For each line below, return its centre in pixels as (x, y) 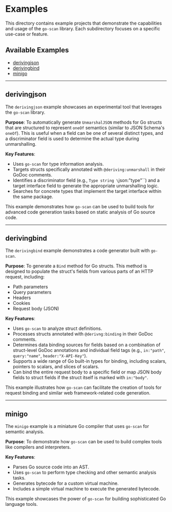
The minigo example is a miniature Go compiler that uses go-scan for (77, 426)
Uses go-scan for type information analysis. (58, 164)
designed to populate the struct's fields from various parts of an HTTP (79, 271)
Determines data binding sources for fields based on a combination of (87, 345)
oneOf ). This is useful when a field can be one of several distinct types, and (84, 133)
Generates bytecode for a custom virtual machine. (66, 483)
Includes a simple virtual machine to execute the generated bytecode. (86, 489)
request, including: (25, 277)
